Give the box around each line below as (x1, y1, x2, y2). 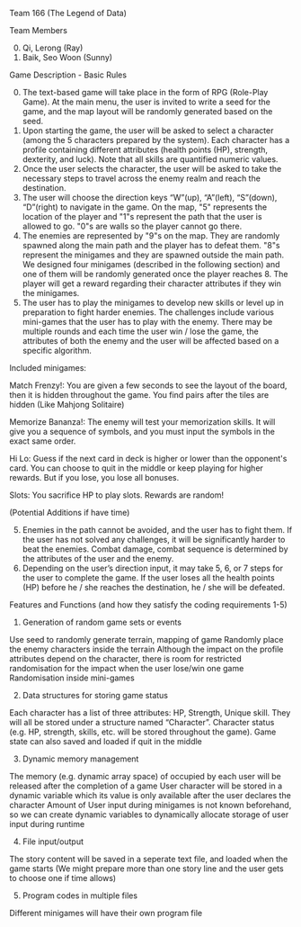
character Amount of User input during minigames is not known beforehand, (9, 800, 292, 810)
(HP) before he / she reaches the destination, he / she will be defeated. (22, 582, 286, 592)
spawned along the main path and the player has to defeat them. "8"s (22, 240, 280, 250)
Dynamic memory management (22, 753, 139, 764)
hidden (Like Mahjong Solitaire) (9, 400, 125, 409)
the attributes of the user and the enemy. (22, 553, 174, 563)
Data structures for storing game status (22, 690, 169, 700)
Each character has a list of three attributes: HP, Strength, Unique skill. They (9, 707, 291, 718)
